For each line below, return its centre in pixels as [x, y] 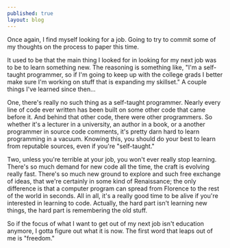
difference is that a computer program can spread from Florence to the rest [113, 188]
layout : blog [26, 20]
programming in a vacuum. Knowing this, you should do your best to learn [111, 138]
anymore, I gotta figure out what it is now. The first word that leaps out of [110, 231]
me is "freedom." [31, 238]
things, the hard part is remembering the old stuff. [77, 210]
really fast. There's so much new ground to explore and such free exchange [114, 174]
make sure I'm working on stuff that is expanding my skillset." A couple [107, 82]
